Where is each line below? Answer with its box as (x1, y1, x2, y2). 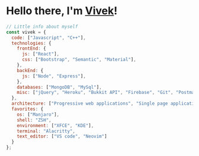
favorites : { (11, 106, 44, 112)
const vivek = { (6, 29, 46, 35)
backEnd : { (17, 67, 44, 73)
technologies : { (11, 40, 52, 46)
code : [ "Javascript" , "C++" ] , (11, 34, 86, 41)
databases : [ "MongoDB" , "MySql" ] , (17, 84, 102, 90)
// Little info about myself (6, 24, 78, 30)
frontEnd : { (17, 45, 46, 51)
